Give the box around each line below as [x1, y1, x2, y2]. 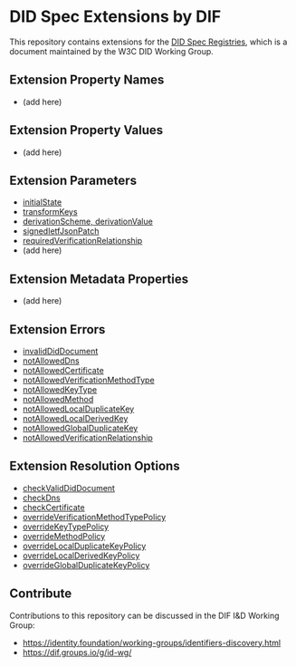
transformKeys [22, 207, 79, 217]
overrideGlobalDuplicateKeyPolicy [22, 559, 150, 570]
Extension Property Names [9, 72, 165, 88]
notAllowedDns [22, 355, 80, 366]
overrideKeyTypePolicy [22, 521, 110, 532]
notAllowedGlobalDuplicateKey [22, 423, 138, 433]
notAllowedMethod [22, 394, 94, 404]
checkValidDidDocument [22, 482, 116, 493]
